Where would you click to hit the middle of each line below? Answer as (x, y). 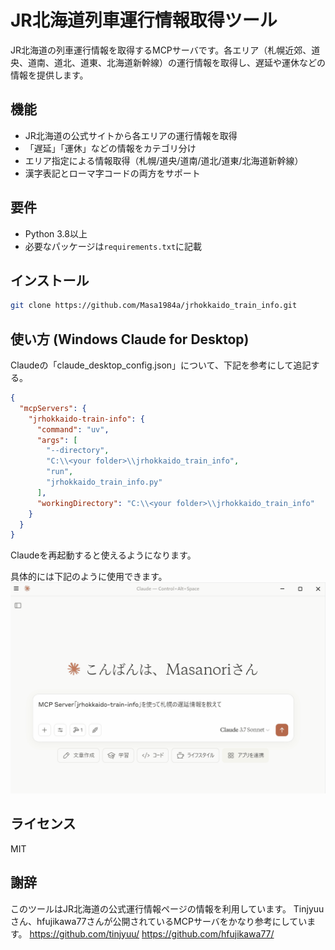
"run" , (60, 472)
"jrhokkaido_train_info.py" (104, 482)
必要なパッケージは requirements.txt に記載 (113, 246)
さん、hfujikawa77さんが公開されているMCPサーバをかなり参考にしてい (159, 921)
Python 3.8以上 (56, 233)
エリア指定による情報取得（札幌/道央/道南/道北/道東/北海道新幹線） (164, 160)
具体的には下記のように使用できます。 (89, 577)
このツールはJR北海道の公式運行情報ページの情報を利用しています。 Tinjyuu (167, 908)
